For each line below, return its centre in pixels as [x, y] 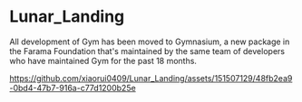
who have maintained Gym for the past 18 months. [103, 60]
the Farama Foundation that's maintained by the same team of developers [147, 51]
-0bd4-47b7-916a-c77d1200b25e [73, 88]
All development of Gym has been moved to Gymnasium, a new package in [150, 42]
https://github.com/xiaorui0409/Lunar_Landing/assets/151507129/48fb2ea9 [151, 78]
